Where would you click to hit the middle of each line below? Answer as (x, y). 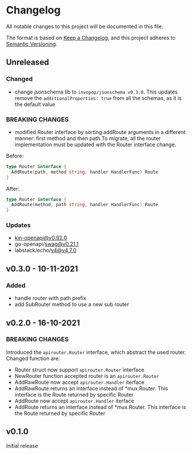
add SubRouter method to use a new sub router (72, 304)
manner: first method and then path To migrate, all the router (88, 138)
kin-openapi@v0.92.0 (41, 238)
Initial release (22, 446)
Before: (15, 156)
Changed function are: (33, 358)
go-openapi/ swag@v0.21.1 (47, 244)
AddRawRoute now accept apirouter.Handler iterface (79, 382)
